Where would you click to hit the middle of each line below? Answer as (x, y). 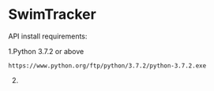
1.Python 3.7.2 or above (46, 51)
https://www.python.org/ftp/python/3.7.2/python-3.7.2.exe (107, 66)
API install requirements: (48, 36)
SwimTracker (52, 15)
